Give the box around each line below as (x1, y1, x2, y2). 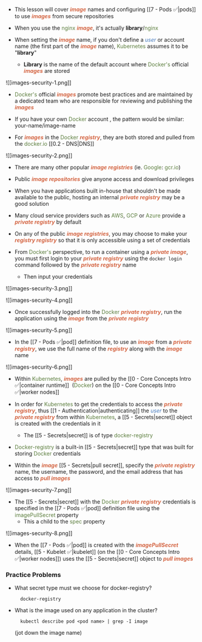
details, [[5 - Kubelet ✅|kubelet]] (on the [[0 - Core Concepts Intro (14, 548, 180, 555)
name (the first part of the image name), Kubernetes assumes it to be (14, 43, 189, 50)
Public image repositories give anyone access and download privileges (14, 176, 195, 182)
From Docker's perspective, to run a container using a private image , (14, 248, 189, 255)
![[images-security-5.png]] (5, 327, 73, 333)
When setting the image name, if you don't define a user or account (14, 36, 185, 43)
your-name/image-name (14, 122, 76, 129)
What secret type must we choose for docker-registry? (14, 584, 152, 592)
